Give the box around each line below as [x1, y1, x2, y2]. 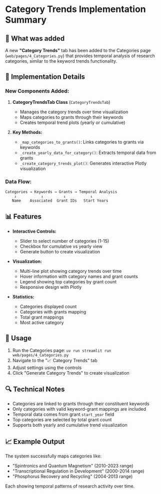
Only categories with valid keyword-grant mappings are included [12, 406, 146, 412]
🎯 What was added [5, 34, 65, 43]
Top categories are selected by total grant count [12, 417, 112, 423]
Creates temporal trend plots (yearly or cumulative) [19, 119, 125, 125]
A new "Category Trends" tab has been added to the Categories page [5, 48, 151, 53]
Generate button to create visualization [19, 248, 100, 254]
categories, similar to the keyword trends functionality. [5, 58, 117, 64]
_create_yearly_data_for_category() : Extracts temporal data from [19, 149, 156, 155]
